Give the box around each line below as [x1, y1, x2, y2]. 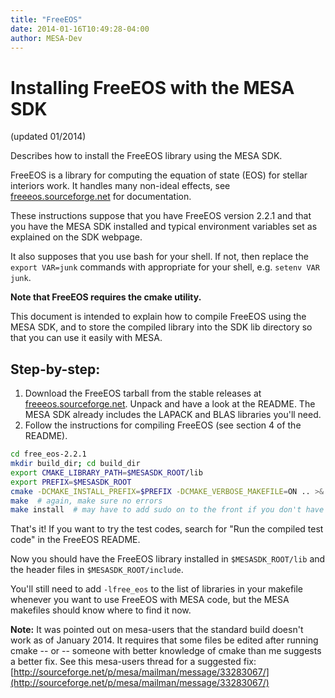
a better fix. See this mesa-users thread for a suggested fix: [10, 656, 257, 668]
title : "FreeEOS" [10, 14, 83, 25]
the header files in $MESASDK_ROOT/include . [10, 564, 184, 576]
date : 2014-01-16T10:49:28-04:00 [10, 24, 150, 34]
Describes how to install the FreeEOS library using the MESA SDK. [10, 150, 283, 162]
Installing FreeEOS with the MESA [10, 76, 295, 99]
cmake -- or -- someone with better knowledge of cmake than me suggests [10, 645, 322, 657]
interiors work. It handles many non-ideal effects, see [10, 180, 231, 192]
